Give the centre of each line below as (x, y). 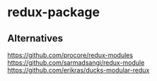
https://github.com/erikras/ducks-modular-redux (78, 70)
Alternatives (35, 38)
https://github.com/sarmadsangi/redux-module (76, 63)
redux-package (54, 12)
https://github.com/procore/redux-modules (70, 55)
